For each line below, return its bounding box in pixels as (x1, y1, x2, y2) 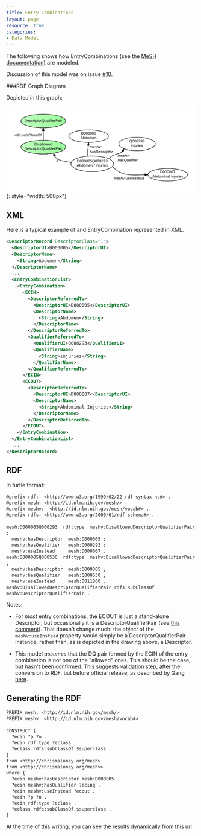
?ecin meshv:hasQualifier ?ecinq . (11, 782, 101, 788)
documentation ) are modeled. (6, 59, 80, 66)
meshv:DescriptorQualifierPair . (6, 590, 90, 596)
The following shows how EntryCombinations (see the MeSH (6, 53, 157, 60)
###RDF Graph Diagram (6, 82, 66, 90)
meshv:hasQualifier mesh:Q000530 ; (11, 572, 107, 578)
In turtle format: (6, 481, 45, 488)
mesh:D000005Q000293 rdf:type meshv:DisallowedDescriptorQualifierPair (6, 524, 196, 530)
